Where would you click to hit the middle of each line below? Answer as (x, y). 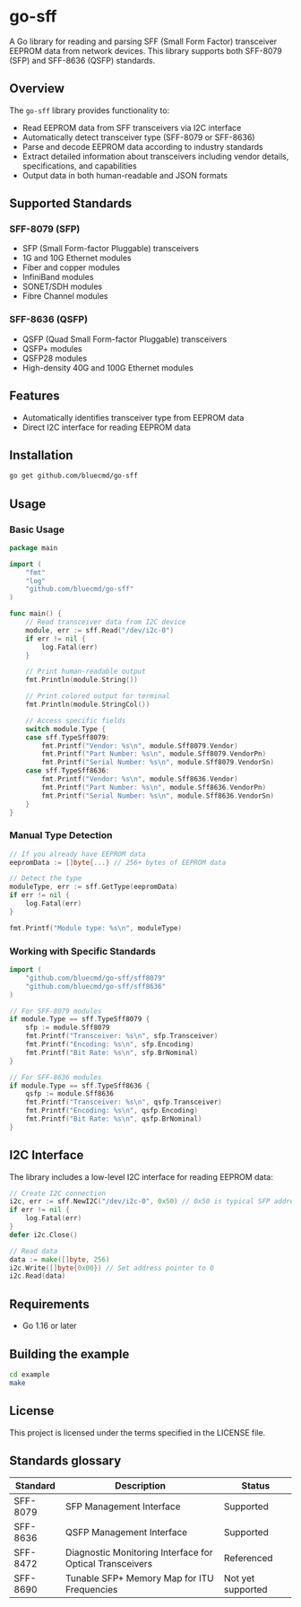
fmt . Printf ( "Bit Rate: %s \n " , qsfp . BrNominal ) (114, 1119)
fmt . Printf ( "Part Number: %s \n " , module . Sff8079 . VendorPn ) (154, 754)
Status (256, 1486)
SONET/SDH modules (62, 287)
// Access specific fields (76, 721)
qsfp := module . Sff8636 (70, 1094)
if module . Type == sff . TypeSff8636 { (80, 1086)
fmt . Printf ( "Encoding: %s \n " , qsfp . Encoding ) (112, 1111)
